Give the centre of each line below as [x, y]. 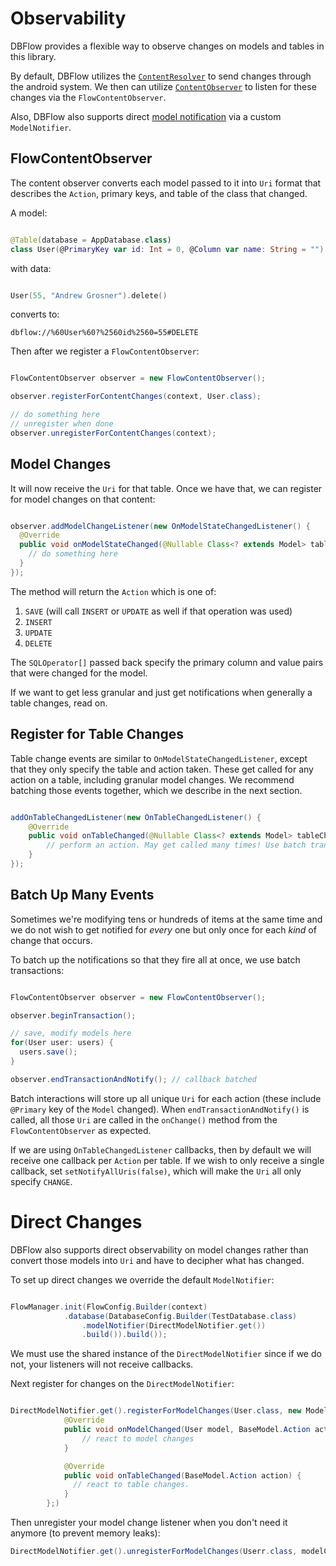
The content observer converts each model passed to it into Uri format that [166, 183]
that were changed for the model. [79, 673]
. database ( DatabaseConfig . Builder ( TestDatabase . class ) [180, 1316]
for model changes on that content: [83, 499]
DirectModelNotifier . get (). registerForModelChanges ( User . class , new [156, 1411]
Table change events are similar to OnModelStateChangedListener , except [159, 758]
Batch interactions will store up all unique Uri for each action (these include [166, 1098]
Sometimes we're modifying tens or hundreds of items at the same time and [166, 919]
